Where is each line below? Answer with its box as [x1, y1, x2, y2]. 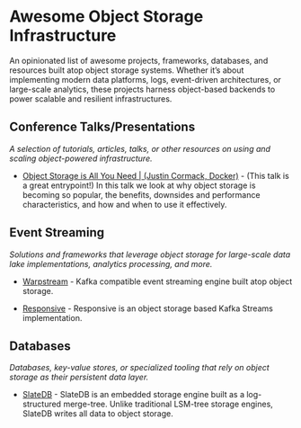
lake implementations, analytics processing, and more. [9, 258, 213, 269]
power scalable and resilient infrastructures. [9, 93, 173, 104]
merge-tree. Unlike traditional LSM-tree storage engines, [62, 398, 274, 410]
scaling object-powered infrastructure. [9, 153, 153, 164]
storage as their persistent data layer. [9, 371, 149, 383]
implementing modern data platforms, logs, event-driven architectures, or [9, 74, 281, 85]
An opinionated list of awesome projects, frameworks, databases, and [9, 55, 269, 66]
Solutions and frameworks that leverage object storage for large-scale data [9, 249, 291, 260]
